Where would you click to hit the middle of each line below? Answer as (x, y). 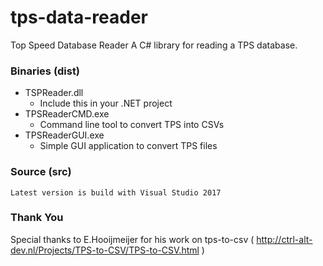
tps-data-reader (79, 17)
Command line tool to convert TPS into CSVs (132, 125)
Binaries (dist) (45, 71)
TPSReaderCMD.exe (67, 114)
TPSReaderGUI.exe (64, 135)
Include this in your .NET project (106, 103)
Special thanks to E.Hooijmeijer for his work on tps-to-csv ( (132, 239)
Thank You (37, 218)
